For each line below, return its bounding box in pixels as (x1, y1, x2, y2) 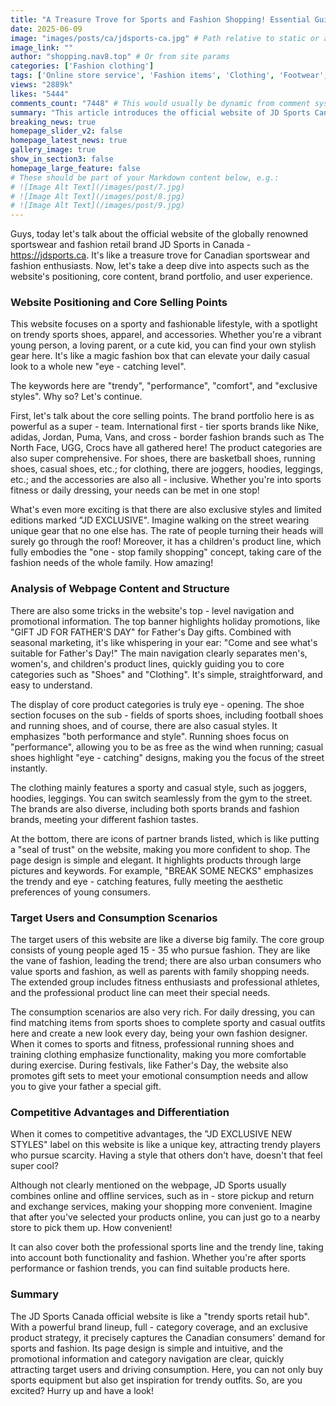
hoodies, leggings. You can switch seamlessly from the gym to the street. (10, 792, 313, 804)
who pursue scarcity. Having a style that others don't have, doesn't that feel (10, 1149, 323, 1161)
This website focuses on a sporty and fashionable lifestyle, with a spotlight (10, 318, 318, 330)
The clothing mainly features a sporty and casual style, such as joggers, (10, 781, 307, 793)
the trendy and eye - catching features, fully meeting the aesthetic (10, 875, 284, 887)
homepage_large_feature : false (10, 163, 141, 173)
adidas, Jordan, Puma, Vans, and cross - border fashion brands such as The (10, 431, 325, 443)
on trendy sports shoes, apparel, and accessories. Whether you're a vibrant (10, 329, 322, 341)
